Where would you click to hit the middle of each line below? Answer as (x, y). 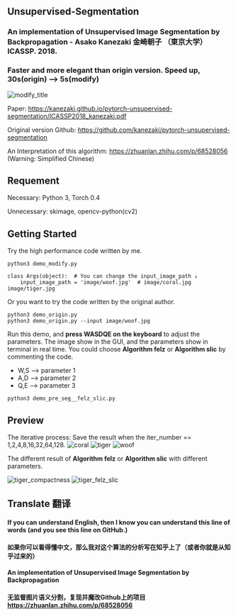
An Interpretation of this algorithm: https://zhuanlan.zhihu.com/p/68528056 (118, 151)
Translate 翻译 (39, 504)
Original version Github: (42, 130)
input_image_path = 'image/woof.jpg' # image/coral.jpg (106, 283)
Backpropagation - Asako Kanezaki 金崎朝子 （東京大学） (107, 42)
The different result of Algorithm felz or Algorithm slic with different (107, 459)
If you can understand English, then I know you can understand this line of (119, 522)
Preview (26, 420)
